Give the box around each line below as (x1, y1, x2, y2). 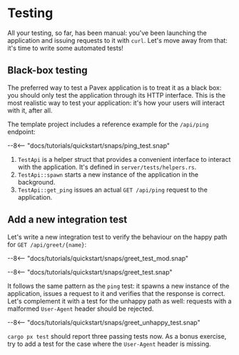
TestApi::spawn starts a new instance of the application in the (17, 170, 198, 179)
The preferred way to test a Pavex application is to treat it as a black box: (7, 83, 222, 92)
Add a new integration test (7, 214, 128, 226)
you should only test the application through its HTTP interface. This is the (7, 91, 226, 99)
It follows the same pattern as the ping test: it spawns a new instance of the (7, 282, 230, 290)
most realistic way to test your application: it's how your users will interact (7, 98, 225, 107)
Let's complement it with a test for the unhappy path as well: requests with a (7, 297, 232, 305)
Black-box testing (7, 64, 88, 76)
